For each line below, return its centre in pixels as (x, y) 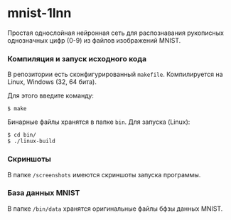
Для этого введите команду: (51, 96)
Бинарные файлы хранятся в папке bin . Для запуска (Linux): (99, 122)
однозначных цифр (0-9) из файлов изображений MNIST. (94, 40)
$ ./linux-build (31, 141)
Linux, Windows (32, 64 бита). (52, 82)
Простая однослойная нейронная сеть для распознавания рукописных (116, 33)
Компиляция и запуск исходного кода (77, 58)
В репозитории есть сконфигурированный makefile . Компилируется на (115, 74)
